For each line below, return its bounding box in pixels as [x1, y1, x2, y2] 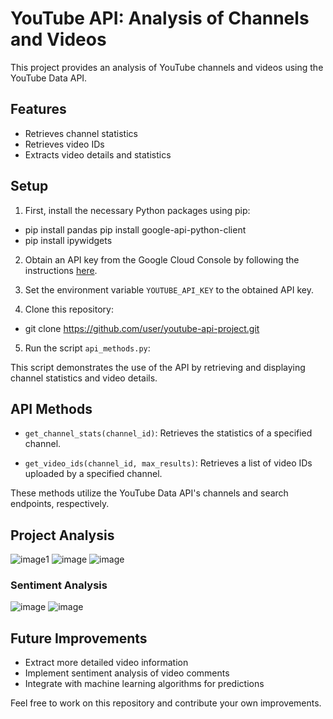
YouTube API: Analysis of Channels [10, 7, 310, 30]
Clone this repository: [24, 303, 114, 315]
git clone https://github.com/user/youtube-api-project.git [24, 322, 260, 334]
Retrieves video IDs [24, 138, 105, 150]
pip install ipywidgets [24, 234, 113, 246]
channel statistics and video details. [10, 372, 158, 384]
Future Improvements [10, 630, 148, 647]
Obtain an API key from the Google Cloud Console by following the [24, 253, 300, 266]
